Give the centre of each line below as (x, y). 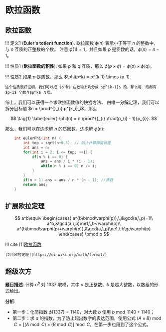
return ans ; (36, 184)
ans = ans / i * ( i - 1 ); (68, 162)
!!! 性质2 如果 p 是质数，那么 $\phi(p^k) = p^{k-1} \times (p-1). (68, 77)
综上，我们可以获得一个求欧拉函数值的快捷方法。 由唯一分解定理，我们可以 (82, 102)
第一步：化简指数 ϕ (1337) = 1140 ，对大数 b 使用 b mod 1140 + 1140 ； (83, 312)
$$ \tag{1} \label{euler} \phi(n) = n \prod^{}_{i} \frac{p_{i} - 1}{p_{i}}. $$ (84, 118)
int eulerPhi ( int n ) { (38, 138)
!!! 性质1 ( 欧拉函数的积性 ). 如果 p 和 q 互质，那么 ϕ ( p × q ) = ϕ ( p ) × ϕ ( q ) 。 (80, 66)
